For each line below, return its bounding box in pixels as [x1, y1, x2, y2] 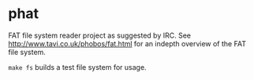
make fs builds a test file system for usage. [8, 62, 148, 71]
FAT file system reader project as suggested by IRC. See [8, 31, 192, 40]
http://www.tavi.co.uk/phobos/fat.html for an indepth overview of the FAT [8, 38, 247, 48]
